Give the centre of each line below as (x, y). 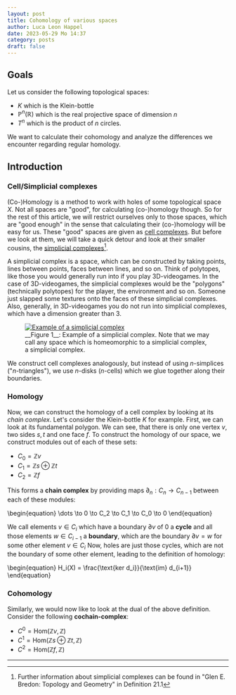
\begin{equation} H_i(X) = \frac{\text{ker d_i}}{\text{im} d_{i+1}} (99, 568)
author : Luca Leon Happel (45, 27)
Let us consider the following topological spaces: (78, 91)
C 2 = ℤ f (28, 476)
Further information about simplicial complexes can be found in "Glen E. (122, 677)
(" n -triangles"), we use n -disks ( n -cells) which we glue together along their (116, 371)
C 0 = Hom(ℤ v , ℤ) (42, 630)
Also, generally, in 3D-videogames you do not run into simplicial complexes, (117, 306)
